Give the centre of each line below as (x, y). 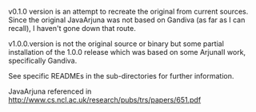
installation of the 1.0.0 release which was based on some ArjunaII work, (127, 52)
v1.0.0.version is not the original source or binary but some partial (116, 44)
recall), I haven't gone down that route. (72, 28)
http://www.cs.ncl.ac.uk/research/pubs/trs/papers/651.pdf (105, 100)
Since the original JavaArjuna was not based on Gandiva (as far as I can (127, 20)
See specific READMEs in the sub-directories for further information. (121, 76)
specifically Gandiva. (43, 60)
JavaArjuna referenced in (50, 91)
